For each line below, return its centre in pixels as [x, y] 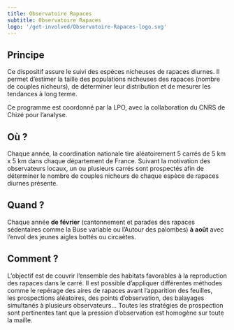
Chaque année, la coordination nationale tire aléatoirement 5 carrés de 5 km [117, 153]
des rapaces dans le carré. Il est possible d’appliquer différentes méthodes [115, 283]
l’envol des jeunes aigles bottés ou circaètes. [72, 237]
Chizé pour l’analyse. [37, 115]
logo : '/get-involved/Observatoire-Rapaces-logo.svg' [87, 27]
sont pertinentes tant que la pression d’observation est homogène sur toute [116, 313]
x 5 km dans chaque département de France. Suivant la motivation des [109, 161]
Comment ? [33, 259]
